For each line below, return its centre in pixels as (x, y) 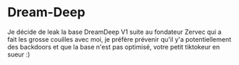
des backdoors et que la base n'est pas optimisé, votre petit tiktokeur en (114, 47)
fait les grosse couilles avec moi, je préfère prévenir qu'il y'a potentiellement (119, 39)
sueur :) (19, 54)
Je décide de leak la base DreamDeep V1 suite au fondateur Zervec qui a (115, 32)
